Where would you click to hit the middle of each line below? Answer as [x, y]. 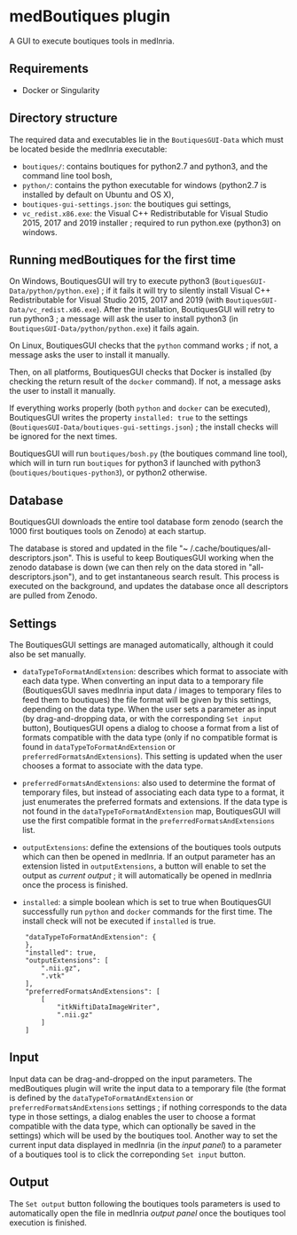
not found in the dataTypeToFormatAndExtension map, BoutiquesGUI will [151, 811]
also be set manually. [48, 654]
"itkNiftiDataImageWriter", [109, 1007]
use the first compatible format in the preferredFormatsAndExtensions [148, 821]
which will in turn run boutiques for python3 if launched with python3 [135, 463]
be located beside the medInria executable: [88, 149]
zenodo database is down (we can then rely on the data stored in [128, 567]
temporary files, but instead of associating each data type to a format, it [153, 792]
